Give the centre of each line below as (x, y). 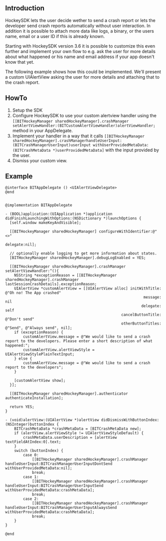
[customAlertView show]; (40, 381)
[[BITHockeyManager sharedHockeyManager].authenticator (69, 394)
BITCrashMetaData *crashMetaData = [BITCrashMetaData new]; (78, 429)
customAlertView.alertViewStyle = (59, 350)
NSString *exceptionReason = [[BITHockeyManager (66, 276)
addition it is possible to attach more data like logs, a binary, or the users (80, 31)
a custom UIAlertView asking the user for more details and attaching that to (82, 77)
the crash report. (22, 82)
